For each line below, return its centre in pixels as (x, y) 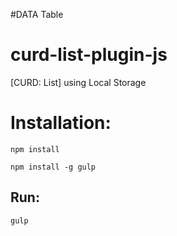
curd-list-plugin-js (89, 55)
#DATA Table (37, 14)
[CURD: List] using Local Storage (78, 82)
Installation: (61, 123)
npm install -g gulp (53, 167)
